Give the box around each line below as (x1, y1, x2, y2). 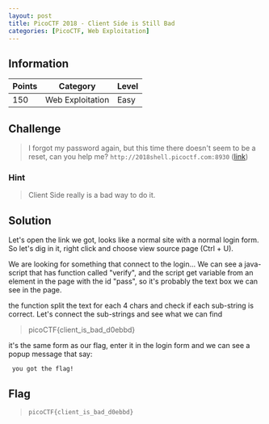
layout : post (8, 11, 53, 20)
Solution (8, 213, 52, 227)
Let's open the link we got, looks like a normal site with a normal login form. (8, 235, 260, 245)
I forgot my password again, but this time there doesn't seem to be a (27, 143, 256, 153)
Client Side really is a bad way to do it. (27, 191, 156, 200)
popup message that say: (8, 349, 93, 359)
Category (58, 81, 96, 92)
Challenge (8, 122, 61, 136)
